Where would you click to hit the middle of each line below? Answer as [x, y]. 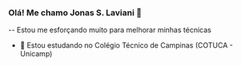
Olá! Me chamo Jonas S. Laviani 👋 [75, 13]
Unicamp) [36, 54]
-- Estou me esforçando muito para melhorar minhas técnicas [110, 30]
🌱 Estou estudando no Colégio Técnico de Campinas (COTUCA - [127, 45]
